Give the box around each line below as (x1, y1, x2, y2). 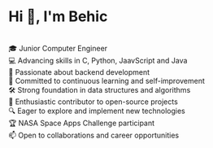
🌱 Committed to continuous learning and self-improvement (8, 76, 206, 85)
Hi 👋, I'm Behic (8, 7, 108, 26)
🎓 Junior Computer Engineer (8, 43, 108, 53)
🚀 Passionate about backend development (8, 67, 150, 76)
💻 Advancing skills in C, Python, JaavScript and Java (8, 55, 188, 65)
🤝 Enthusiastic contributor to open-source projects (8, 97, 179, 107)
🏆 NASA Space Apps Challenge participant (8, 118, 155, 128)
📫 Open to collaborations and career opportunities (8, 130, 180, 140)
